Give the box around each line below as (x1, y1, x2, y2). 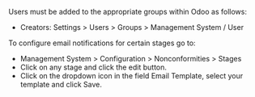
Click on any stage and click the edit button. (19, 62, 168, 72)
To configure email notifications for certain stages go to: (8, 38, 196, 48)
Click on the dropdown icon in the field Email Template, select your (19, 71, 244, 80)
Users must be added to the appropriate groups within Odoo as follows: (8, 7, 247, 16)
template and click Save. (19, 80, 103, 89)
